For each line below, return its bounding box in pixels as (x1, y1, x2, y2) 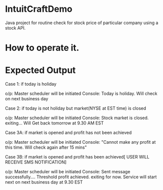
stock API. (5, 25, 26, 31)
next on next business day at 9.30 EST (5, 179, 83, 185)
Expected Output (5, 65, 76, 76)
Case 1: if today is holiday (5, 81, 56, 87)
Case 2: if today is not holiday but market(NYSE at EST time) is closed (5, 105, 146, 111)
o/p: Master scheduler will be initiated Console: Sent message (5, 169, 131, 175)
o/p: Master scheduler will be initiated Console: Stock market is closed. (5, 115, 149, 121)
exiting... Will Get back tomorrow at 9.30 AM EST (5, 120, 104, 126)
